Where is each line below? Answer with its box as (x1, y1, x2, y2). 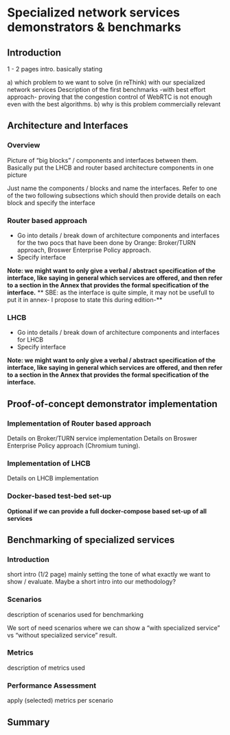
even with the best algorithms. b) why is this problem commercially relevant (7, 100, 221, 108)
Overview (7, 141, 41, 150)
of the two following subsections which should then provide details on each (7, 191, 221, 200)
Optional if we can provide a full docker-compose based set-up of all (7, 506, 207, 515)
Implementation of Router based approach (7, 419, 152, 428)
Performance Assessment (7, 681, 97, 690)
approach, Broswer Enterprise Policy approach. (16, 246, 151, 254)
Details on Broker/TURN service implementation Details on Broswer (7, 434, 198, 442)
